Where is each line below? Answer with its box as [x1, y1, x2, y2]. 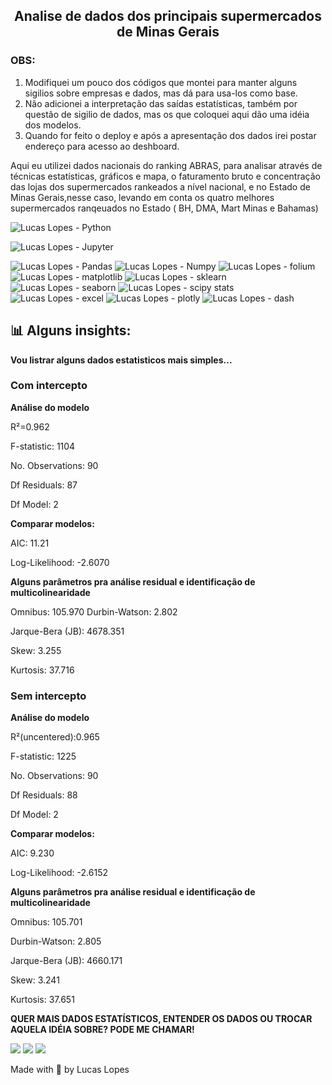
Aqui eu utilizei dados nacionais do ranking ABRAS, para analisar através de [10, 159, 323, 171]
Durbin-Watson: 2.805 [10, 935, 102, 948]
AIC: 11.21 [10, 537, 50, 549]
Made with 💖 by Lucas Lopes [10, 1064, 130, 1076]
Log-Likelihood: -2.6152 [10, 867, 108, 879]
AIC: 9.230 [10, 847, 55, 859]
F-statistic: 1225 [10, 750, 77, 763]
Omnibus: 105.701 [10, 916, 83, 928]
